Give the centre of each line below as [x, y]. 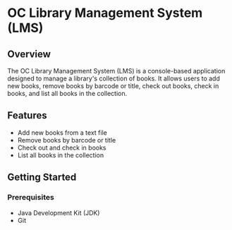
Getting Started [42, 177]
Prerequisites [31, 198]
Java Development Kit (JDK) [59, 212]
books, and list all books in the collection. [67, 93]
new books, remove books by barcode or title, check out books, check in [113, 86]
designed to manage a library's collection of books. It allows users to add [114, 78]
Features [27, 115]
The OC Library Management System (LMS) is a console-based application [116, 71]
